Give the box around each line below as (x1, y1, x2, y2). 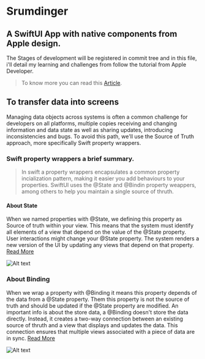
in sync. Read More (6, 335, 55, 342)
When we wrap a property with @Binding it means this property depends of (6, 289, 197, 296)
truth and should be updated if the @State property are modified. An (6, 302, 179, 309)
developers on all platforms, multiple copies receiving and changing (6, 119, 177, 127)
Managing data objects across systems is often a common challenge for (6, 113, 188, 120)
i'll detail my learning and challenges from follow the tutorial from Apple (6, 61, 187, 68)
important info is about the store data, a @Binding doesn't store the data (6, 308, 188, 316)
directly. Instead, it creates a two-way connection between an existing (6, 315, 184, 322)
